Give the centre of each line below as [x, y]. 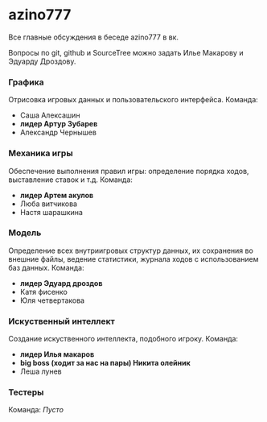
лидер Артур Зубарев [59, 124]
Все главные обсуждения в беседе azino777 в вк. [94, 37]
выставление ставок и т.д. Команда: [70, 180]
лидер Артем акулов [57, 195]
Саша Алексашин [50, 115]
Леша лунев [41, 371]
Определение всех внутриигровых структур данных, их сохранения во [131, 250]
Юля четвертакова [52, 300]
